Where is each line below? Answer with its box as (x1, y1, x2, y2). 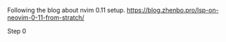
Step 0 (7, 27, 27, 35)
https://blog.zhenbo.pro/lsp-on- (127, 6, 219, 14)
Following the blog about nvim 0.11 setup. (7, 6, 126, 14)
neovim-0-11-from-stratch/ (7, 13, 85, 22)
